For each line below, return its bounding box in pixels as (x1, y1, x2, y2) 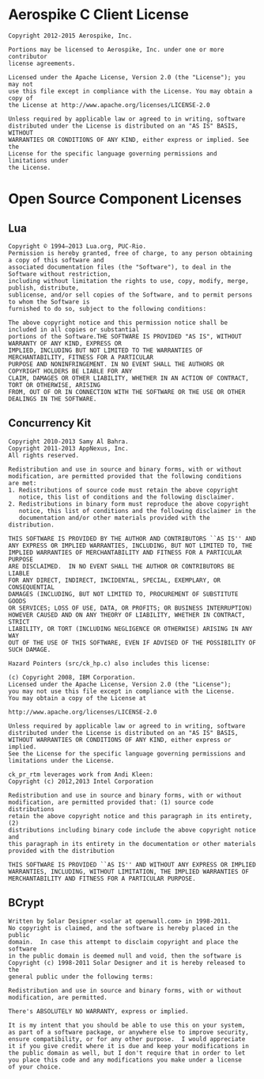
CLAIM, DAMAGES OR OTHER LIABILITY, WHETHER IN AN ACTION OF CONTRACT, (8, 374, 249, 382)
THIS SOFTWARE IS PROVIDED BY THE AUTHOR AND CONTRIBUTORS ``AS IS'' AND (8, 534, 257, 542)
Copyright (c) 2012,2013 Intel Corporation (8, 777, 154, 786)
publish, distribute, (8, 284, 80, 292)
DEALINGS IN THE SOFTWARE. (8, 395, 97, 403)
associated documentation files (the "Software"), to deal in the (8, 263, 232, 271)
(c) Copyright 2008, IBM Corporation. (8, 673, 136, 681)
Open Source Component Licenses (8, 190, 243, 208)
